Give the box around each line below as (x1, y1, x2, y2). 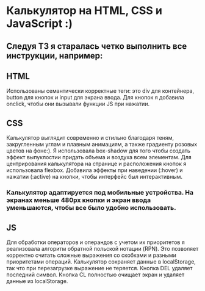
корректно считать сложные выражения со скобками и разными (6, 251, 177, 259)
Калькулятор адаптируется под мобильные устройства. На (6, 189, 194, 197)
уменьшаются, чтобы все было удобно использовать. (6, 204, 176, 212)
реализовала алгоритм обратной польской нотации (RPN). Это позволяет (6, 245, 199, 252)
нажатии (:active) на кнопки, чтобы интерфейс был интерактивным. (6, 173, 183, 181)
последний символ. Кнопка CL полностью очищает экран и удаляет (6, 271, 185, 278)
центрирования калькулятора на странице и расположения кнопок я (6, 160, 187, 168)
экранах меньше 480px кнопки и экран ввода (6, 196, 151, 204)
